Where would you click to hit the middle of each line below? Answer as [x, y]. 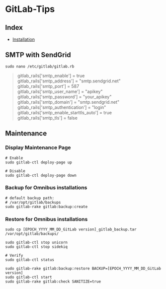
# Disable [15, 171]
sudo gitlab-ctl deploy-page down [41, 175]
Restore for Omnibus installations [46, 219]
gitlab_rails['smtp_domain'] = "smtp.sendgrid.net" [68, 102]
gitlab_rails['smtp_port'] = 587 [48, 86]
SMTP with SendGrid [38, 55]
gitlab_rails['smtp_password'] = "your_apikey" [64, 97]
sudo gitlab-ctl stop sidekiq [37, 247]
